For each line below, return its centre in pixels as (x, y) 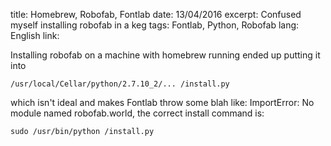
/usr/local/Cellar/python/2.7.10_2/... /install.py (120, 84)
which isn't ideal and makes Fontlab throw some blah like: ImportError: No (162, 102)
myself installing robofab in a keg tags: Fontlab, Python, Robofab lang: (155, 25)
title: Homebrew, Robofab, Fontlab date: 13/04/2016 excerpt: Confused (156, 14)
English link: (35, 35)
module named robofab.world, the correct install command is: (137, 113)
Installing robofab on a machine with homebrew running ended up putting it (165, 55)
